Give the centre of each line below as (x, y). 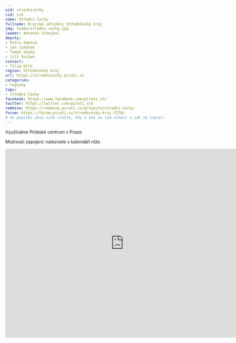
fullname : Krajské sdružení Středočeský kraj (54, 24)
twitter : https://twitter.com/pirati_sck (49, 104)
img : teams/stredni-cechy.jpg (37, 29)
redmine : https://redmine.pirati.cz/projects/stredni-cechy (70, 108)
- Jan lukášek (20, 47)
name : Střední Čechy (27, 19)
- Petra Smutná (21, 43)
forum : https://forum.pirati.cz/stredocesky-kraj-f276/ (65, 113)
